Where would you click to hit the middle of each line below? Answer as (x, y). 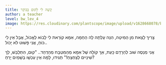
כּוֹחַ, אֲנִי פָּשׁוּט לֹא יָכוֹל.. (26, 43)
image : (12, 23)
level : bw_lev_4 (22, 19)
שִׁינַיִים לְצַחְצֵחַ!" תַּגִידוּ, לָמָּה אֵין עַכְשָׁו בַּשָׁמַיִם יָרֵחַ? (50, 58)
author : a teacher (24, 14)
